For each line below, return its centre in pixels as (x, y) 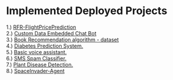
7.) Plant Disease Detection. (40, 64)
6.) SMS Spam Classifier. (36, 58)
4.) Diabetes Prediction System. (45, 46)
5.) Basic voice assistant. (36, 52)
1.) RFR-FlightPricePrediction (41, 27)
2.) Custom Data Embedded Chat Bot (51, 33)
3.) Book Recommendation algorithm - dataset (63, 39)
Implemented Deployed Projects (87, 11)
